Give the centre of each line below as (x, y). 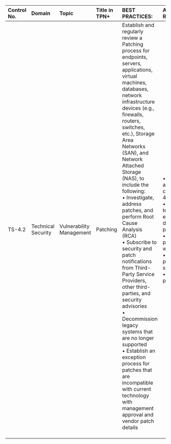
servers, (132, 63)
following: (134, 191)
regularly (133, 31)
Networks (134, 146)
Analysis (132, 229)
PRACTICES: (137, 16)
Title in (105, 10)
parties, (131, 293)
